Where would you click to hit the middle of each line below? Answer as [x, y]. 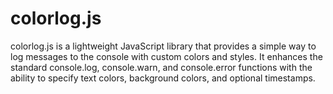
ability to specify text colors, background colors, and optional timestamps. [163, 78]
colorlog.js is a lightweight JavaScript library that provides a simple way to [163, 46]
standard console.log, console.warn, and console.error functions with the [161, 67]
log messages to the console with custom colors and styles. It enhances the [166, 56]
